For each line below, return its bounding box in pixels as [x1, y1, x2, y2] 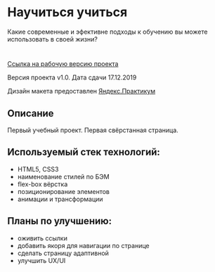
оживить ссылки [17, 233, 68, 242]
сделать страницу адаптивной [17, 249, 109, 257]
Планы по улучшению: [7, 215, 112, 227]
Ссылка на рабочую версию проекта [7, 60, 119, 68]
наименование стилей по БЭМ [17, 172, 110, 181]
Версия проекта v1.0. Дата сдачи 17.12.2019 [7, 73, 137, 82]
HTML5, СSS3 [17, 164, 59, 173]
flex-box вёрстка [17, 180, 68, 188]
